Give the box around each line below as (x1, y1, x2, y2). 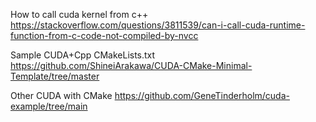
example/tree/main (10, 100, 88, 112)
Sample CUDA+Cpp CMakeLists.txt (10, 49, 156, 61)
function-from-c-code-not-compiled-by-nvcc (10, 30, 199, 41)
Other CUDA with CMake (10, 90, 113, 101)
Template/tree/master (10, 70, 100, 82)
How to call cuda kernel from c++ (10, 9, 149, 20)
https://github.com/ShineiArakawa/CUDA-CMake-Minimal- (10, 60, 253, 71)
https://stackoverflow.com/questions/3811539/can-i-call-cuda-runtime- (10, 19, 306, 31)
